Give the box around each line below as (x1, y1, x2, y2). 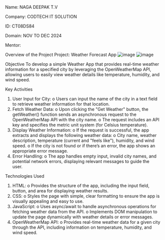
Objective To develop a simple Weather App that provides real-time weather (5, 61, 159, 67)
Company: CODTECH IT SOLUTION (5, 14, 77, 19)
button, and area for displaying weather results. (12, 188, 109, 193)
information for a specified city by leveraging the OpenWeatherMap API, (5, 66, 152, 72)
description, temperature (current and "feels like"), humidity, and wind (12, 137, 155, 143)
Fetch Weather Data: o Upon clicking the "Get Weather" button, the (12, 107, 149, 112)
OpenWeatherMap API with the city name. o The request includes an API (12, 117, 160, 122)
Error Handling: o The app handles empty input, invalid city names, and (12, 153, 157, 159)
